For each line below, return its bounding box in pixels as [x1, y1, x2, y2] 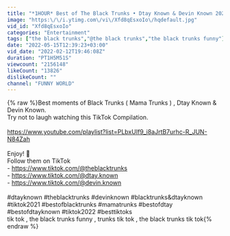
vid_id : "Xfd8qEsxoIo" [7, 23, 72, 29]
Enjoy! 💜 [7, 150, 31, 158]
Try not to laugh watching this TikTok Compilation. [7, 114, 149, 122]
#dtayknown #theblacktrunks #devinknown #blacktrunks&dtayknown [7, 193, 203, 202]
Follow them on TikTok [7, 157, 71, 165]
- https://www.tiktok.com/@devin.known [7, 179, 122, 187]
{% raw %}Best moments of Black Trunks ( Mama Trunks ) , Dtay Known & [7, 99, 217, 107]
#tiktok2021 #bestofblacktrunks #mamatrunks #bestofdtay [7, 200, 173, 209]
